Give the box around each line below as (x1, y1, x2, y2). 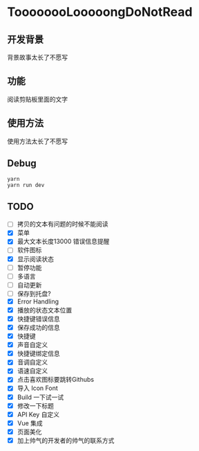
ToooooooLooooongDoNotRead (7, 4, 193, 20)
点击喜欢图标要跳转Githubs (17, 375, 95, 384)
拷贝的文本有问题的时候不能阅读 (17, 220, 108, 229)
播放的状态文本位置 (17, 306, 73, 314)
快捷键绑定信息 (17, 349, 60, 357)
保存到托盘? (17, 289, 51, 298)
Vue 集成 (17, 418, 43, 427)
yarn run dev (7, 182, 45, 189)
